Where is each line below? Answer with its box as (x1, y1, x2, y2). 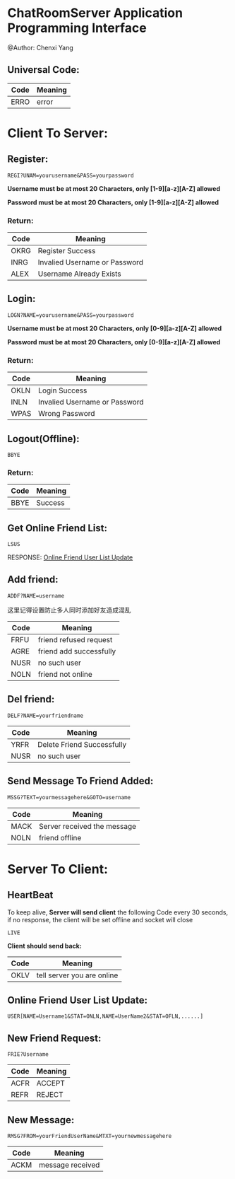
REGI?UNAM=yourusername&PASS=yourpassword (7, 172, 134, 179)
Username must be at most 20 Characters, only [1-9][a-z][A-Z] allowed (7, 184, 221, 192)
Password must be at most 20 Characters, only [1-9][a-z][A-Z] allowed (7, 198, 219, 207)
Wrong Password (38, 409, 95, 419)
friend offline (38, 832, 82, 842)
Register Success (37, 246, 96, 256)
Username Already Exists (37, 269, 121, 279)
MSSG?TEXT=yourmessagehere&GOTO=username (7, 794, 131, 801)
